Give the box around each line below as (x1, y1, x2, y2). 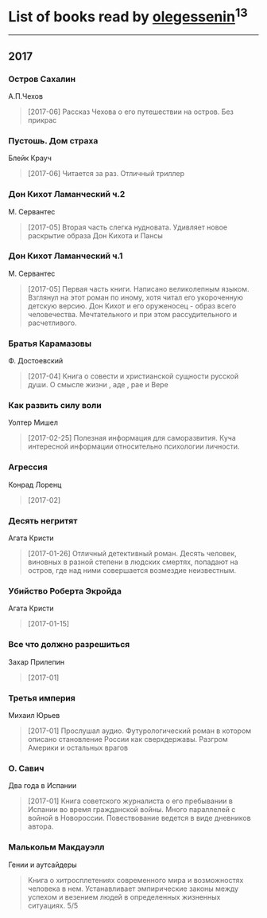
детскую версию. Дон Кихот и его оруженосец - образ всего (27, 300, 237, 311)
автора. (27, 822, 54, 831)
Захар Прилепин (8, 657, 65, 666)
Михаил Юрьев (8, 710, 60, 720)
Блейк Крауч (8, 153, 52, 163)
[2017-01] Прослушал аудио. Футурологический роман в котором (27, 726, 252, 736)
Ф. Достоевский (8, 356, 64, 366)
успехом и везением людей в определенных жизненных (27, 892, 221, 901)
